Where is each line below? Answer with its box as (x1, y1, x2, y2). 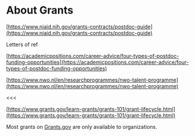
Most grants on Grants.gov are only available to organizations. (6, 123, 158, 130)
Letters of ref (6, 41, 38, 48)
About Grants (6, 4, 74, 17)
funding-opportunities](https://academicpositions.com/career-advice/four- (6, 59, 189, 66)
